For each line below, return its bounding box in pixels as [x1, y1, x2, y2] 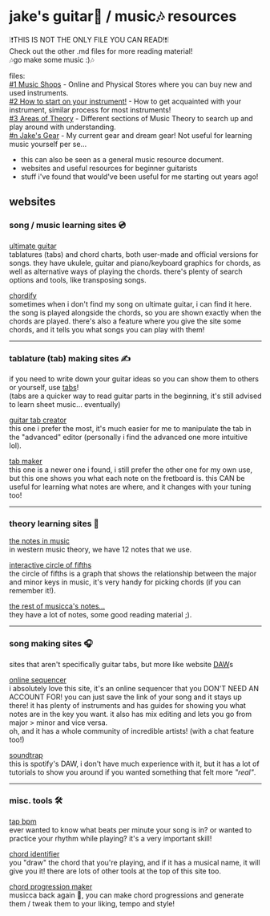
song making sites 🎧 [9, 638, 93, 649]
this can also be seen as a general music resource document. [20, 154, 224, 164]
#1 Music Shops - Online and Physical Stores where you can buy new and [9, 79, 252, 89]
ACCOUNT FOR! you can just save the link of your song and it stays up [9, 692, 243, 702]
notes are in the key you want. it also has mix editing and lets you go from [9, 709, 252, 719]
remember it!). [9, 586, 56, 596]
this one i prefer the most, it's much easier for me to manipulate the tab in [9, 423, 252, 433]
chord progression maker [9, 881, 93, 891]
